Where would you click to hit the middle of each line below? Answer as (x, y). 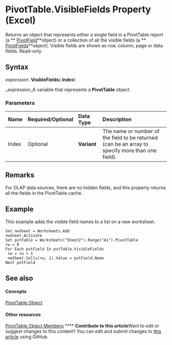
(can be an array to (125, 144)
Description (117, 119)
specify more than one (130, 151)
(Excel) (20, 20)
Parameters (20, 103)
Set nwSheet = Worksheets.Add (38, 231)
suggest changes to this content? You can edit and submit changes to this (83, 331)
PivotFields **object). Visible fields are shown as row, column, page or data (84, 45)
